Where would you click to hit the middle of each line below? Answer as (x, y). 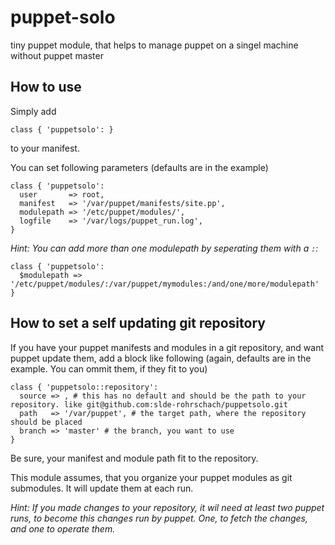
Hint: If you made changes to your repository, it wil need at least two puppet (167, 507)
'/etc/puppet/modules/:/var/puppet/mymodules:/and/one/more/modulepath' (165, 284)
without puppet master (57, 55)
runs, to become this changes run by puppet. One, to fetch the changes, (159, 518)
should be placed (46, 422)
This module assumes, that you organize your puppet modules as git (151, 477)
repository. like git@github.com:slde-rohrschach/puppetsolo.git (149, 404)
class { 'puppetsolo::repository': (84, 387)
